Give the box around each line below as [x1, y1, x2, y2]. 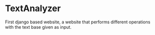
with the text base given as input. [5, 24, 72, 30]
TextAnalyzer [5, 3, 61, 14]
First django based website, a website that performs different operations [5, 19, 151, 25]
